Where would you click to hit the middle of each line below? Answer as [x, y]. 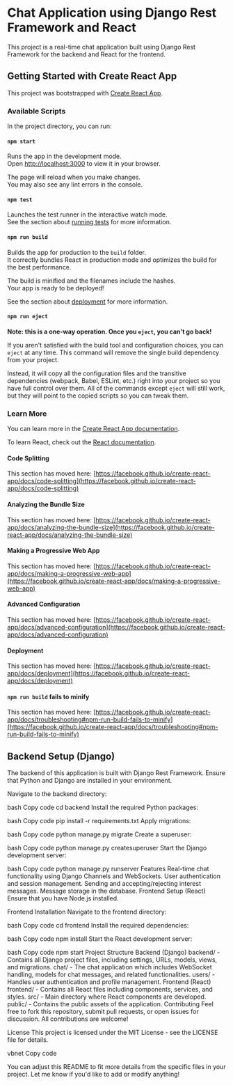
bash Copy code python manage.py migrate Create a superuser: [99, 834]
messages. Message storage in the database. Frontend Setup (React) [107, 891]
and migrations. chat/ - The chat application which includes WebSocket [110, 967]
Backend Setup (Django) [61, 756]
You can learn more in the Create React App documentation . [94, 429]
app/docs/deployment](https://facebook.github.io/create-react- [98, 673]
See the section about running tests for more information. [89, 222]
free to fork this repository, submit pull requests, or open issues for [103, 1012]
